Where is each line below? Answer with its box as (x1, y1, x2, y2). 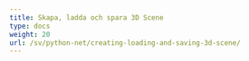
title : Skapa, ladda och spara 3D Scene (9, 13, 165, 22)
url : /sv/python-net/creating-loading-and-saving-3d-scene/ (9, 38, 242, 48)
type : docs (9, 22, 51, 30)
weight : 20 (9, 30, 51, 39)
